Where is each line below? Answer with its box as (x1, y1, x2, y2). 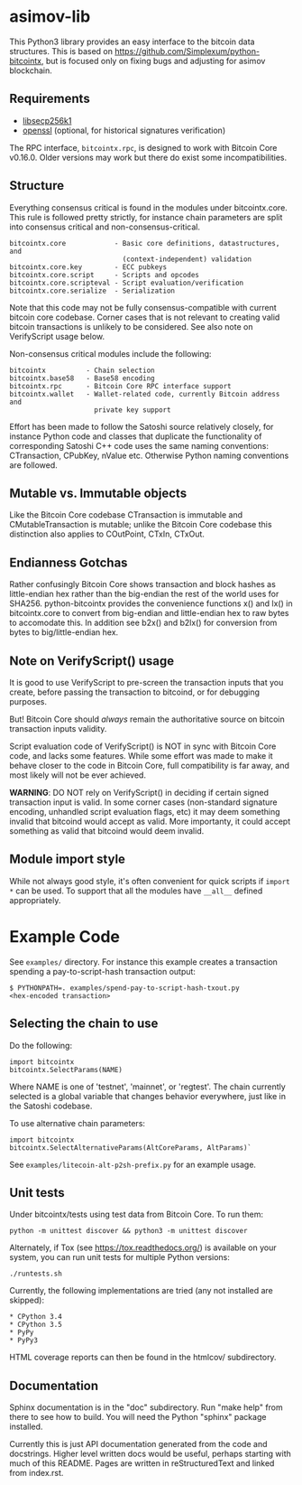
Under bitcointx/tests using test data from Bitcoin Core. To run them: (9, 1209, 264, 1220)
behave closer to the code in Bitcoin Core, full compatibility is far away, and (9, 761, 290, 771)
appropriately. (9, 894, 61, 905)
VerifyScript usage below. (9, 331, 105, 341)
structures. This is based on (9, 45, 113, 56)
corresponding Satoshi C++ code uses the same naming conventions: (9, 440, 269, 451)
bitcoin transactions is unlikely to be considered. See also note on (9, 321, 253, 332)
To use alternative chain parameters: (9, 1117, 146, 1128)
